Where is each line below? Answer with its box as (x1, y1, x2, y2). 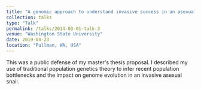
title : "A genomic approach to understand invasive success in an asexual (6, 8, 197, 15)
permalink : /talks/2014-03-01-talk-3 (6, 25, 100, 32)
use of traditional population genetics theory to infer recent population (6, 65, 179, 72)
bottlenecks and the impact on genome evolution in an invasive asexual (6, 71, 182, 79)
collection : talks (6, 14, 52, 20)
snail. (6, 77, 20, 85)
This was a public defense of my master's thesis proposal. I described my (6, 58, 188, 66)
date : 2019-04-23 (6, 37, 50, 43)
